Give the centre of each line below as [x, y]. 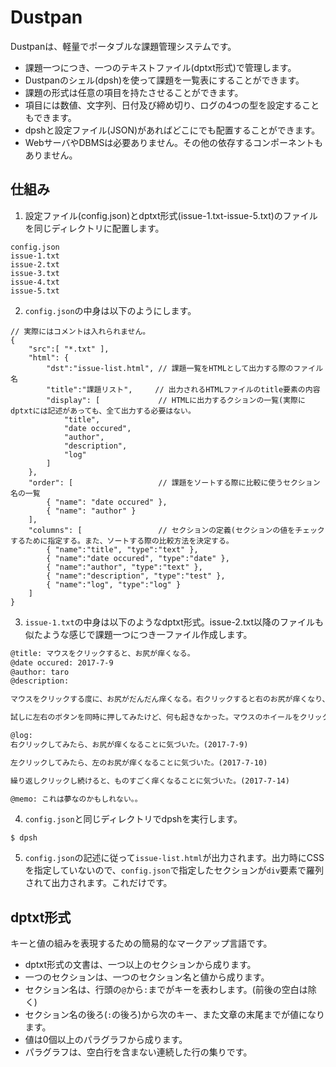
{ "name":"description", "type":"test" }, [136, 576]
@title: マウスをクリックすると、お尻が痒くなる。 [102, 653]
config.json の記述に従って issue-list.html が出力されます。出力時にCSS [174, 858]
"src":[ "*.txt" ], [69, 349]
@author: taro [40, 672]
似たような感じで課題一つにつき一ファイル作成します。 [138, 634]
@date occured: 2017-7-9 [62, 662]
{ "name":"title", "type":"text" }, [122, 549]
